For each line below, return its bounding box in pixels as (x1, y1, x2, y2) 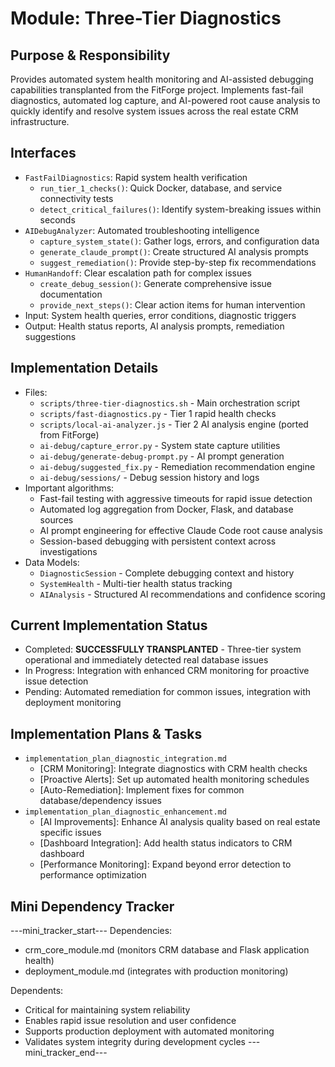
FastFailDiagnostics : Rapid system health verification (24, 171, 248, 183)
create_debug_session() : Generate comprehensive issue (39, 277, 273, 289)
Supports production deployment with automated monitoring (24, 1025, 275, 1037)
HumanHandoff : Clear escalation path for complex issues (24, 267, 252, 279)
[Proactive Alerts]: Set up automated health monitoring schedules (39, 773, 310, 786)
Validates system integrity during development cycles (24, 1036, 247, 1048)
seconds (39, 213, 76, 226)
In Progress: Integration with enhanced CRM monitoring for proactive (24, 665, 310, 677)
